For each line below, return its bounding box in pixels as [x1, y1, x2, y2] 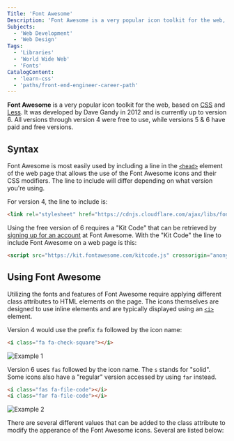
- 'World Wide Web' [13, 56, 70, 63]
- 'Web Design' [13, 36, 58, 43]
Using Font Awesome [7, 271, 102, 283]
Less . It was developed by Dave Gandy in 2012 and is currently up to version [7, 108, 227, 117]
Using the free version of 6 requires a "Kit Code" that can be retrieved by [7, 223, 217, 232]
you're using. [7, 184, 45, 193]
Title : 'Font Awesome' [7, 10, 73, 17]
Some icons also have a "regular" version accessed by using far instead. [7, 373, 217, 381]
